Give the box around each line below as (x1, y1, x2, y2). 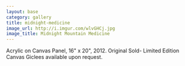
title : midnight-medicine (6, 20, 70, 26)
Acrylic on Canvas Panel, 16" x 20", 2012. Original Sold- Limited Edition (6, 47, 180, 54)
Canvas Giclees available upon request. (6, 54, 103, 61)
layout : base (6, 8, 39, 15)
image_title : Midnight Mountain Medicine (6, 31, 110, 37)
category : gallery (6, 14, 52, 20)
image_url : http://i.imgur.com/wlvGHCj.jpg (6, 25, 116, 32)
